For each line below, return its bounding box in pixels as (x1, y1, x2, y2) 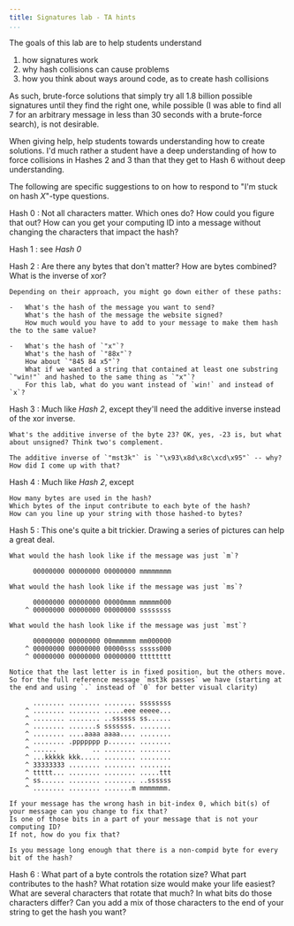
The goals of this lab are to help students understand (9, 37, 202, 48)
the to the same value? (9, 326, 97, 335)
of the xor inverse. (9, 413, 76, 423)
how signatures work (21, 54, 99, 65)
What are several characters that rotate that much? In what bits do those (9, 887, 272, 899)
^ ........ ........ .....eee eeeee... (25, 706, 172, 715)
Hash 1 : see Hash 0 (9, 243, 82, 254)
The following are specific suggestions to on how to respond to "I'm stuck (9, 181, 278, 191)
